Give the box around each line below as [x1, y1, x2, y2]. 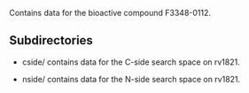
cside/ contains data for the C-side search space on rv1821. [21, 57, 241, 67]
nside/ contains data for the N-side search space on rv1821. [21, 74, 241, 84]
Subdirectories [9, 33, 93, 48]
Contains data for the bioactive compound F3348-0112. [9, 8, 211, 18]
